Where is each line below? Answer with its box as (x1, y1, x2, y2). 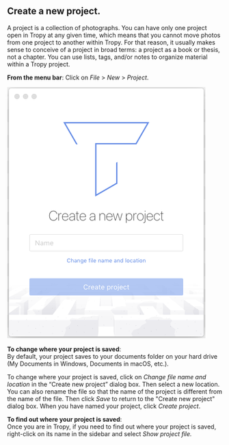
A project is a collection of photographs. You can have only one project (7, 23, 207, 31)
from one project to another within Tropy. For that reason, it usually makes (7, 38, 215, 47)
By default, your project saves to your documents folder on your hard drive (7, 352, 217, 360)
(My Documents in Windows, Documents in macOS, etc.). (7, 359, 169, 368)
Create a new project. (7, 5, 101, 17)
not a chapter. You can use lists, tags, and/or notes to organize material (7, 53, 208, 61)
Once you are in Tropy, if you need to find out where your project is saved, (7, 422, 217, 431)
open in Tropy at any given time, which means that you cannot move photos (7, 31, 221, 39)
